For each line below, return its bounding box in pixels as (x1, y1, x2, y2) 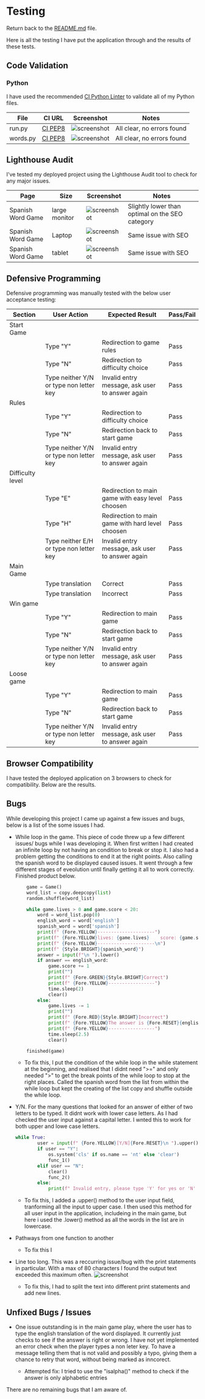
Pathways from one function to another (15, 1235, 114, 1242)
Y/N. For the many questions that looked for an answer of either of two (15, 1103, 193, 1111)
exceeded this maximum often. (15, 1271, 93, 1279)
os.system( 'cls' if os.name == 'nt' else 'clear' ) (48, 1152, 180, 1158)
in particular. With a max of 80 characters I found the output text (15, 1265, 177, 1272)
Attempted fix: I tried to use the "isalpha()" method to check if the (24, 1367, 189, 1375)
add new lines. (24, 1290, 61, 1297)
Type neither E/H (45, 537, 93, 545)
